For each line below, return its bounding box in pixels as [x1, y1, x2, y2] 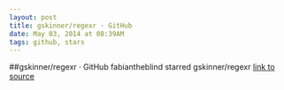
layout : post [9, 12, 58, 22]
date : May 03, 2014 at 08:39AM [9, 29, 125, 38]
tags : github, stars [9, 37, 86, 47]
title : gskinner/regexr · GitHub [9, 21, 133, 30]
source [9, 71, 35, 82]
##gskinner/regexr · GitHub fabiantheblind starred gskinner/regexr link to [9, 62, 276, 72]
